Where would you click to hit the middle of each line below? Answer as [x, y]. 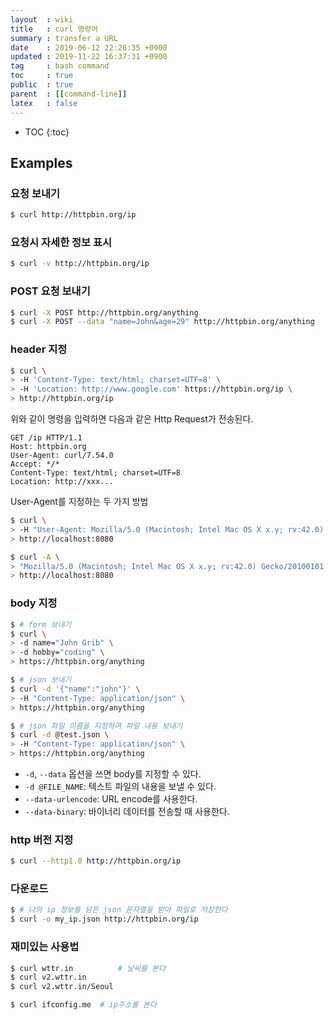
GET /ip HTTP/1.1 [46, 438]
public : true [42, 85]
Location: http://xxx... [62, 482]
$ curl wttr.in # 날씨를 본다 [88, 968]
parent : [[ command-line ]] [69, 94]
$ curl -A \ [35, 557]
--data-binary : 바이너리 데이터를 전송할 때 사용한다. [127, 811]
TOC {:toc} [47, 132]
